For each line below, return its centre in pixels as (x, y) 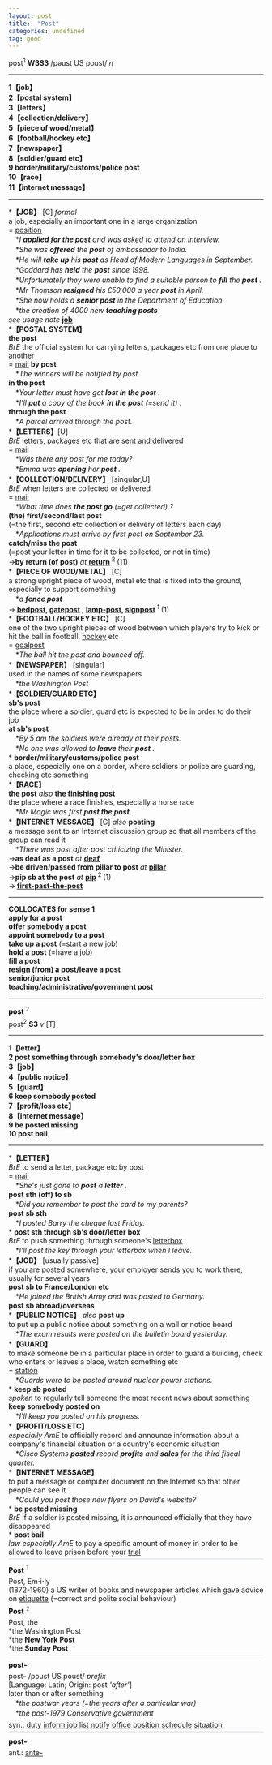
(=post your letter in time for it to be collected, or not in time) (109, 552)
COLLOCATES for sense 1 (52, 908)
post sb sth (28, 1213)
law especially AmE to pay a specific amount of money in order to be (123, 1544)
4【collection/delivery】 (51, 118)
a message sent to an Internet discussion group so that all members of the (132, 831)
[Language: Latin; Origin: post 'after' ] (70, 1685)
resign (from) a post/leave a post (65, 969)
